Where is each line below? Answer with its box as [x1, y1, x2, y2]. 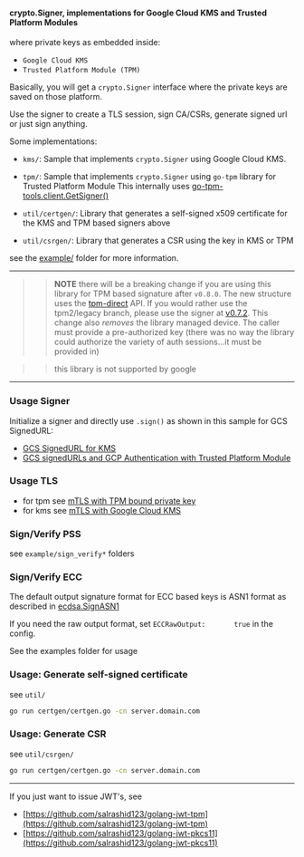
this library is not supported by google [53, 363, 197, 375]
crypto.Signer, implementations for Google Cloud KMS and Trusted [9, 7, 267, 18]
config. [9, 628, 36, 639]
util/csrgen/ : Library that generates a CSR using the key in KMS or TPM [22, 236, 294, 246]
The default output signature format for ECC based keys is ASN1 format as [9, 592, 287, 602]
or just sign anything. [9, 119, 88, 130]
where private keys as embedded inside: [9, 37, 161, 48]
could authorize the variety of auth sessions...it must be [53, 336, 262, 348]
